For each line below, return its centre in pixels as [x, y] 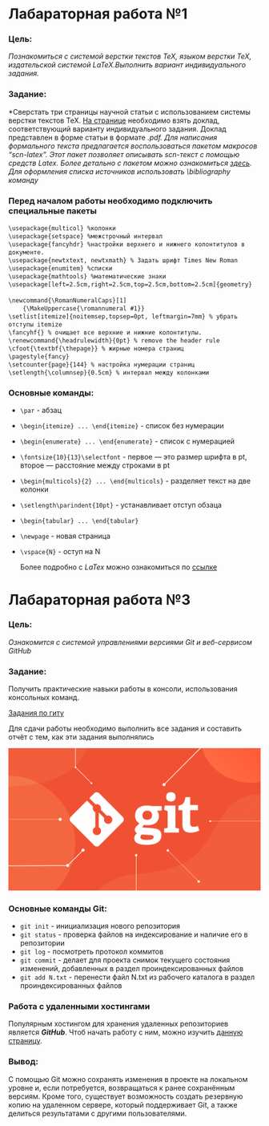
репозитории [42, 942]
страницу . [25, 1041]
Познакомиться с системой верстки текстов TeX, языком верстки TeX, [130, 56]
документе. [26, 253]
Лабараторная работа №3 [99, 599]
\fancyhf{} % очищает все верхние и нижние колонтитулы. [105, 333]
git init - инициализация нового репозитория [100, 926]
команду [23, 180]
